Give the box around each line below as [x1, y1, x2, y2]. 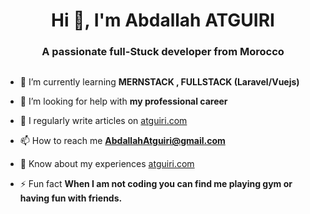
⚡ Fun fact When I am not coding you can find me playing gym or [19, 178, 293, 190]
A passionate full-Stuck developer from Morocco [41, 45, 285, 59]
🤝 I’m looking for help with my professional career [19, 95, 228, 108]
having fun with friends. [19, 192, 123, 204]
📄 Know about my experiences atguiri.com [19, 158, 195, 170]
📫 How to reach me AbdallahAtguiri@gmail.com [19, 135, 226, 147]
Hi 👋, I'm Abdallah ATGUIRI [51, 9, 275, 32]
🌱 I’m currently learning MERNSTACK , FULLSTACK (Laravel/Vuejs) [19, 76, 300, 88]
